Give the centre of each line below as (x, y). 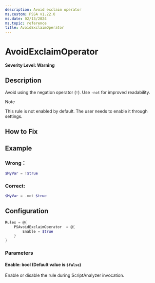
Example (19, 148)
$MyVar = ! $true (21, 173)
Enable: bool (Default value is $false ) (43, 264)
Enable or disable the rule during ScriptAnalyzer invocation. (65, 275)
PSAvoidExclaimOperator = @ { (45, 227)
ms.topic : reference (26, 23)
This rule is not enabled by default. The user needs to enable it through (76, 111)
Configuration (27, 211)
